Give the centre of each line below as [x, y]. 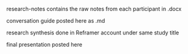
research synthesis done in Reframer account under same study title [93, 33]
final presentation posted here [44, 44]
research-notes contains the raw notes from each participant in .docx [94, 9]
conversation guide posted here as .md [56, 21]
